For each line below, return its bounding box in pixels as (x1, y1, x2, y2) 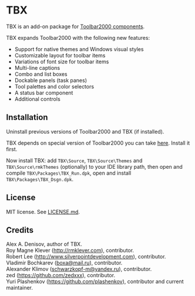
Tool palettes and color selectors (14, 83, 95, 90)
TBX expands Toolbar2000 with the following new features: (6, 34, 150, 41)
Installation (6, 113, 48, 123)
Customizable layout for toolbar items (14, 52, 106, 59)
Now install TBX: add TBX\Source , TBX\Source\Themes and (6, 156, 143, 164)
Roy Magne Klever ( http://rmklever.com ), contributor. (6, 247, 134, 254)
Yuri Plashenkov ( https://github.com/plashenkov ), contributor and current (6, 278, 184, 285)
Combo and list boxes (14, 70, 68, 77)
